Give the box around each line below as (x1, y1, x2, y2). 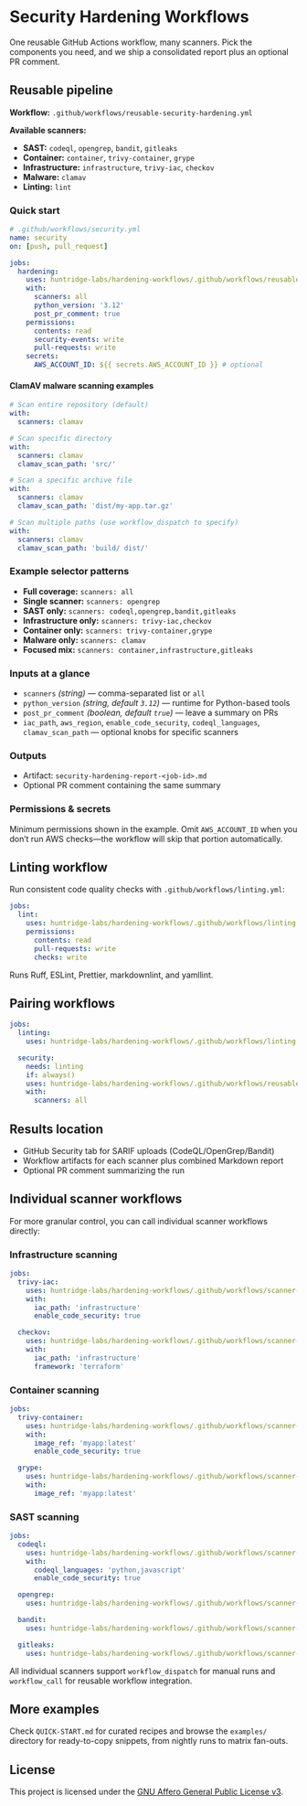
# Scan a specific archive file (9, 476, 132, 486)
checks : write (33, 953, 89, 962)
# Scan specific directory (9, 433, 112, 443)
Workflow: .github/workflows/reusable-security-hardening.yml (9, 107, 253, 118)
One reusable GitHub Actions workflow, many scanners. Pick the (9, 37, 253, 48)
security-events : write (33, 335, 125, 344)
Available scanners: (9, 124, 87, 135)
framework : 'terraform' (33, 1362, 125, 1371)
